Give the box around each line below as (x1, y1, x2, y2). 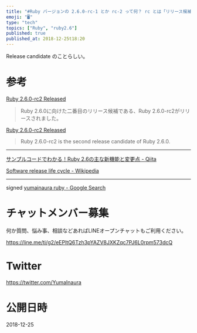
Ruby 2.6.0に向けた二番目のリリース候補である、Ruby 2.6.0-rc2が (20, 107, 180, 115)
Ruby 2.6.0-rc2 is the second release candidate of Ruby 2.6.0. (20, 137, 171, 144)
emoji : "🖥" (6, 14, 33, 20)
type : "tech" (6, 19, 38, 25)
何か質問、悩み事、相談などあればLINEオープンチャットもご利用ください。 (6, 227, 186, 234)
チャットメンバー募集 (6, 207, 109, 220)
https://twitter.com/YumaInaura (6, 278, 82, 285)
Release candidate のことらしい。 (6, 53, 89, 59)
